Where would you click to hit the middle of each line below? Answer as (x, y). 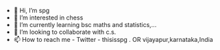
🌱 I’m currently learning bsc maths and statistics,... (85, 25)
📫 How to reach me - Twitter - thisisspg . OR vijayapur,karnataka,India (113, 40)
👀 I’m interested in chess (48, 18)
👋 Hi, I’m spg (32, 10)
